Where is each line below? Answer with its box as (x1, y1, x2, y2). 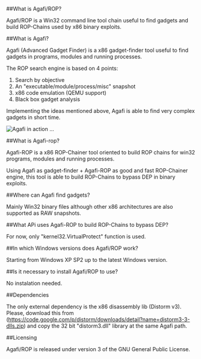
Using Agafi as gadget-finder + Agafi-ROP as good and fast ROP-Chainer (6, 167, 188, 174)
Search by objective (14, 77, 65, 83)
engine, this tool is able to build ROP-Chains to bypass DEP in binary (6, 173, 176, 180)
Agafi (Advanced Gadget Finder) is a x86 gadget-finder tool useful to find (6, 46, 188, 54)
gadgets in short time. (6, 114, 61, 121)
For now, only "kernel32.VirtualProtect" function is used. (6, 233, 146, 240)
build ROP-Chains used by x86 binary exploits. (6, 24, 122, 30)
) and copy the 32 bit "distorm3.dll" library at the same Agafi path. (23, 322, 188, 329)
